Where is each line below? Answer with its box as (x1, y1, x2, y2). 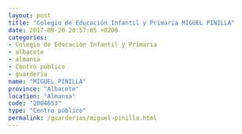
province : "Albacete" (8, 84, 80, 93)
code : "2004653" (8, 99, 62, 107)
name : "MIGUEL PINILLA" (8, 77, 87, 85)
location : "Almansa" (8, 92, 77, 100)
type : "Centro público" (8, 107, 87, 115)
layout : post (8, 11, 51, 20)
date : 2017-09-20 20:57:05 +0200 (8, 26, 119, 34)
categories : (8, 33, 47, 42)
